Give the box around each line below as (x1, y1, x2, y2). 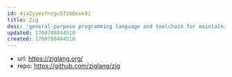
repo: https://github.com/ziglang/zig (17, 62, 121, 70)
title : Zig (7, 16, 39, 23)
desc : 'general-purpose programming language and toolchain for (7, 23, 196, 30)
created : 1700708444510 (7, 36, 76, 43)
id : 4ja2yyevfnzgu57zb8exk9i (7, 10, 91, 17)
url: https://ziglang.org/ (17, 54, 84, 63)
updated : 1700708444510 (7, 29, 76, 36)
